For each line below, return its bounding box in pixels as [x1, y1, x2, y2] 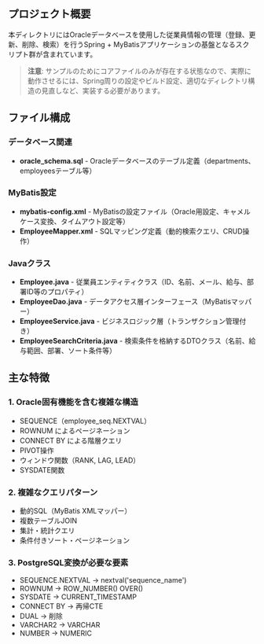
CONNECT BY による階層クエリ [19, 436, 123, 445]
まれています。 [49, 50, 97, 59]
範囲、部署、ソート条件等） [26, 346, 116, 355]
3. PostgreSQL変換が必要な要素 [8, 558, 129, 568]
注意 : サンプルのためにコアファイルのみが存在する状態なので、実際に [27, 66, 251, 75]
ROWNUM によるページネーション [19, 425, 130, 435]
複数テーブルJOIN [19, 516, 77, 525]
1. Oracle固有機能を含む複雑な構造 [8, 396, 139, 407]
